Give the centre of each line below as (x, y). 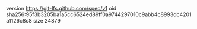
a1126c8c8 (19, 21)
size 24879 (47, 21)
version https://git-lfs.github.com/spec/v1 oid (61, 8)
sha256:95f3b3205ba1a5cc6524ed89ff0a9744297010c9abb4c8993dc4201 (99, 14)
